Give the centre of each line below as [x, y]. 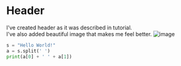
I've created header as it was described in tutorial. [69, 28]
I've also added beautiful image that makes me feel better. [79, 34]
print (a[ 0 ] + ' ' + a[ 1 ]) [39, 57]
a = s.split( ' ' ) [28, 51]
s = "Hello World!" [31, 45]
